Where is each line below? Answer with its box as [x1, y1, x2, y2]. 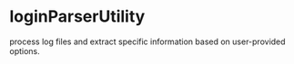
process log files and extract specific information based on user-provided [9, 36, 286, 47]
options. [9, 45, 41, 56]
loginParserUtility [9, 6, 146, 27]
